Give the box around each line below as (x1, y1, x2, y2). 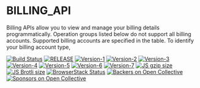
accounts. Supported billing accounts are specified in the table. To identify (6, 37, 194, 44)
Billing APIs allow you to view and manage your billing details (6, 24, 160, 31)
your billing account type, (6, 43, 71, 51)
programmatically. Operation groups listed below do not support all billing (6, 30, 191, 37)
